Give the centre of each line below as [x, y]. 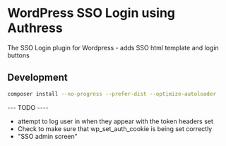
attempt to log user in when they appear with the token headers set [115, 121]
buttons [18, 55]
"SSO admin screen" [47, 136]
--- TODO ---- [28, 107]
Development [38, 78]
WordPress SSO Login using [91, 13]
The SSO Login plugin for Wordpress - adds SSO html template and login [113, 47]
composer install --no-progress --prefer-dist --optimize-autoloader [112, 94]
